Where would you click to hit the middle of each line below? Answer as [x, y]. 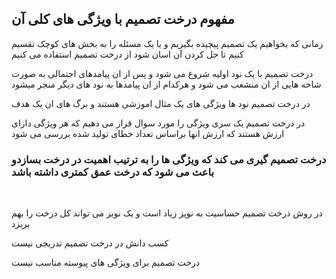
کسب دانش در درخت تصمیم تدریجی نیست [90, 243]
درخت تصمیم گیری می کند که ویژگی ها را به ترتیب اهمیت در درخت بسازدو [169, 159]
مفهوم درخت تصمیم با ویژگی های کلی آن [123, 19]
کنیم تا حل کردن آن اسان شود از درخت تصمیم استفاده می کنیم [127, 54]
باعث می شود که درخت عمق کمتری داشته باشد [113, 172]
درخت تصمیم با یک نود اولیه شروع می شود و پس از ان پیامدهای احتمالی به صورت [162, 73]
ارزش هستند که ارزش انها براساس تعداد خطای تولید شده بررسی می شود [148, 133]
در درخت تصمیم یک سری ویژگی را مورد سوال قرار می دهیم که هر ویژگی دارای [158, 123]
